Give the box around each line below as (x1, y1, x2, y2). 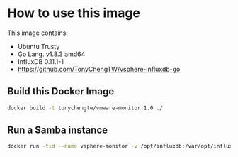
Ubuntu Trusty (17, 42, 60, 50)
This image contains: (7, 28, 69, 37)
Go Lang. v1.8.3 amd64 (17, 50, 86, 58)
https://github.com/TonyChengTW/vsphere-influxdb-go (17, 65, 181, 73)
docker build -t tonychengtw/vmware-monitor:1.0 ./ (7, 104, 163, 112)
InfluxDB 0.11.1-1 (17, 57, 64, 65)
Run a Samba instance (7, 124, 108, 136)
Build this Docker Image (7, 85, 115, 97)
